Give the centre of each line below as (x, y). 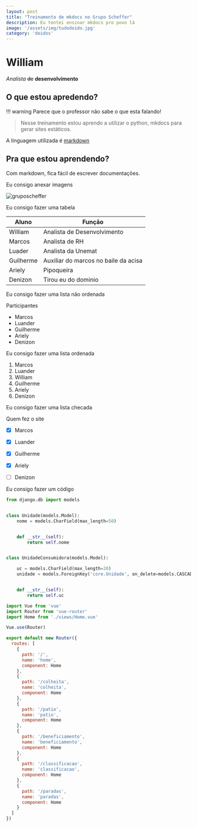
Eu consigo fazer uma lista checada (49, 407)
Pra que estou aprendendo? (58, 159)
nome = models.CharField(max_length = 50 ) (67, 521)
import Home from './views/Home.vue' (52, 617)
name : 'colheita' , (44, 688)
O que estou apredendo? (52, 97)
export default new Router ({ (42, 638)
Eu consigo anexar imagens (40, 184)
